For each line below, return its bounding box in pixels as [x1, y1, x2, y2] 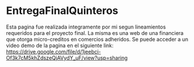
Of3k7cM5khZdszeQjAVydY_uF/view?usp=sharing [6, 54, 128, 61]
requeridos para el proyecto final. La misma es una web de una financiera [6, 29, 183, 36]
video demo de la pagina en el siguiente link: [6, 42, 114, 49]
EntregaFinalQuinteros [6, 4, 118, 17]
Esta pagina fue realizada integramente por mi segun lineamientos [6, 23, 166, 30]
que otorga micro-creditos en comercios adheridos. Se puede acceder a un [6, 36, 189, 43]
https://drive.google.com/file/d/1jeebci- [6, 48, 101, 55]
